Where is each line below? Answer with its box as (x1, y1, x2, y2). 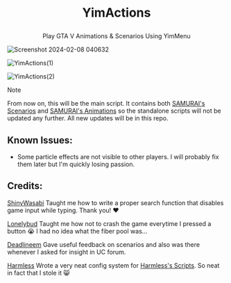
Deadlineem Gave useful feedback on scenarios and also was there (7, 240, 200, 248)
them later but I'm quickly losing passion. (17, 160, 135, 168)
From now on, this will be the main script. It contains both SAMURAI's (7, 99, 205, 108)
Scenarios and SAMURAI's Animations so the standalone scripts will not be (7, 106, 221, 115)
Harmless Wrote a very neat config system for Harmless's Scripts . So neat (7, 261, 220, 269)
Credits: (7, 180, 43, 192)
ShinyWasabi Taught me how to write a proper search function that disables (7, 198, 224, 207)
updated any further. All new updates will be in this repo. (7, 114, 169, 122)
